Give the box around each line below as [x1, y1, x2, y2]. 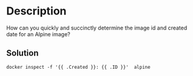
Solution [6, 48, 39, 59]
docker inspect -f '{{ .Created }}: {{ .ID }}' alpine [6, 64, 151, 70]
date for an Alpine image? [6, 30, 71, 37]
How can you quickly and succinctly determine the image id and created [6, 24, 188, 31]
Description [6, 4, 67, 18]
